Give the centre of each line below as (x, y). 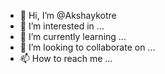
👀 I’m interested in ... (62, 26)
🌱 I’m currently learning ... (73, 36)
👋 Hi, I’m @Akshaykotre (68, 15)
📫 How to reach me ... (66, 58)
